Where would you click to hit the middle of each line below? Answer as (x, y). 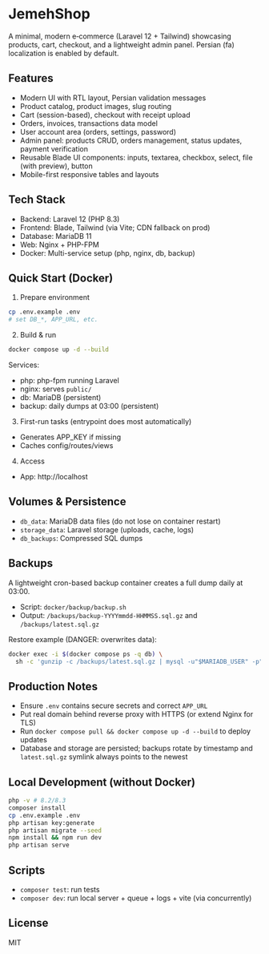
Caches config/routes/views (66, 445)
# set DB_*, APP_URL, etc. (53, 320)
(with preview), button (56, 166)
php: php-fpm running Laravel (70, 380)
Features (31, 78)
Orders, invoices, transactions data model (89, 123)
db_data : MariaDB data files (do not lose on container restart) (120, 521)
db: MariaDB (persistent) (60, 397)
